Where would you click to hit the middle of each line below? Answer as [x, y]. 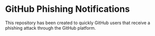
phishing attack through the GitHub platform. [51, 28]
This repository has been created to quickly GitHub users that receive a [78, 23]
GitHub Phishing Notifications [67, 9]
